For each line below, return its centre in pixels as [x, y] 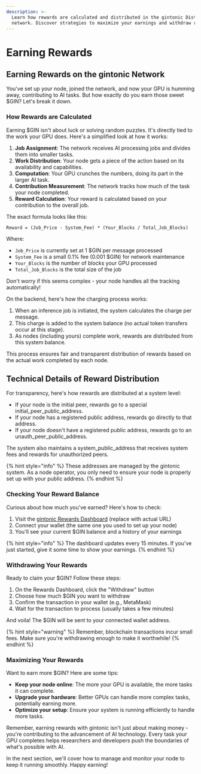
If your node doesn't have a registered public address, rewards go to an [103, 430]
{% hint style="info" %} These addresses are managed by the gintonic [93, 466]
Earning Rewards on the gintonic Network [86, 74]
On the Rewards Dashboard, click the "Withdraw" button [84, 590]
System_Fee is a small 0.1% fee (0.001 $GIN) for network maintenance [100, 256]
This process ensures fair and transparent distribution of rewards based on [99, 354]
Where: [15, 238]
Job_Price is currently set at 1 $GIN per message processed [89, 250]
